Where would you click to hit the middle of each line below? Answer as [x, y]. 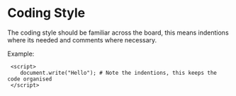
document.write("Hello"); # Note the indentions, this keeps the [119, 73]
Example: [21, 54]
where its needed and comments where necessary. [82, 40]
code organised [30, 79]
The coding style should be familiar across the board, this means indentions [118, 32]
